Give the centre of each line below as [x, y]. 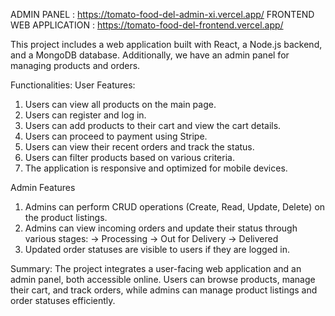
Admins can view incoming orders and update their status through [161, 228]
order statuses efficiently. [63, 300]
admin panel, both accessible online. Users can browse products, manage [163, 279]
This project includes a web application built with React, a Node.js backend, [166, 44]
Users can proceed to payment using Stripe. [116, 136]
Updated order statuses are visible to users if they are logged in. [157, 249]
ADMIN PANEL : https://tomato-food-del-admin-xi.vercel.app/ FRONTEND [162, 14]
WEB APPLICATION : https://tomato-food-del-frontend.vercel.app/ [147, 25]
